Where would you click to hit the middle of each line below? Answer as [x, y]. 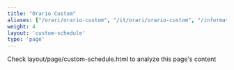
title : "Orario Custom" [42, 14]
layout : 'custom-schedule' [46, 33]
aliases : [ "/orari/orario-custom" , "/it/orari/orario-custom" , [101, 20]
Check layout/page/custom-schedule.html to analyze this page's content [112, 59]
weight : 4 [22, 26]
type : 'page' [26, 40]
